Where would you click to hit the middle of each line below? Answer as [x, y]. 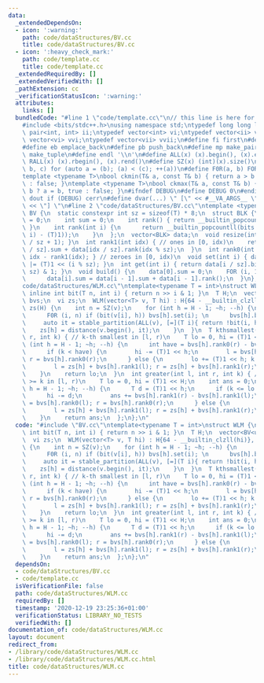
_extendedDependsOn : [49, 23]
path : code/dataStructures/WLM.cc [71, 593]
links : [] [38, 111]
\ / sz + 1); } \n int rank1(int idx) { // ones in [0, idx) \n [128, 242]
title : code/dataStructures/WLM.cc [66, 666]
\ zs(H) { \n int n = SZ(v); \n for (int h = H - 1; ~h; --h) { [137, 308]
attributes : [35, 103]
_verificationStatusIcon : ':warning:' [79, 96]
